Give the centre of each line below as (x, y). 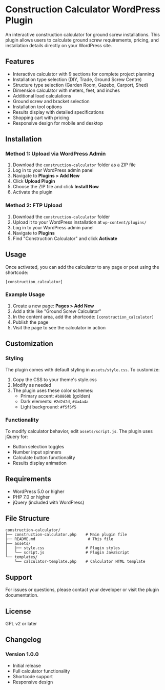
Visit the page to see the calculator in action (59, 327)
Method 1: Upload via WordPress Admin (56, 154)
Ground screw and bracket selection (51, 101)
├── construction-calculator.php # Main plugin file (66, 535)
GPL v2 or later (21, 624)
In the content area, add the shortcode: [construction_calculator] (83, 317)
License (18, 611)
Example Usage (25, 294)
